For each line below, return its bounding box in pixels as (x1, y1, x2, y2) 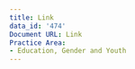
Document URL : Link (9, 30, 83, 39)
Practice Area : (9, 38, 67, 47)
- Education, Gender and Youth (9, 47, 127, 56)
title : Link (9, 13, 54, 22)
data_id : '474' (9, 22, 67, 30)
